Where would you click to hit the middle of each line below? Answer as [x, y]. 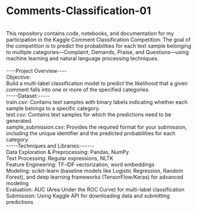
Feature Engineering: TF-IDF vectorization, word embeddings [80, 164]
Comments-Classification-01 [79, 11]
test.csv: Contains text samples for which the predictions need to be [89, 114]
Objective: [19, 77]
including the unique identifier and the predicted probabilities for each [91, 133]
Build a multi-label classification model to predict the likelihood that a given [97, 83]
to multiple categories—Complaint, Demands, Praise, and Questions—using [98, 52]
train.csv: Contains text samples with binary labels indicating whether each [97, 102]
